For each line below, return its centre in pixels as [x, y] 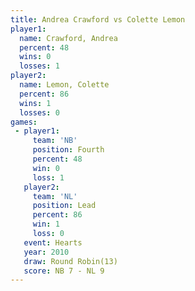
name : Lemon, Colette [64, 85]
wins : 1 [35, 103]
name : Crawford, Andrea [68, 38]
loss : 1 [48, 177]
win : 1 [46, 224]
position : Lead [64, 206]
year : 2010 [46, 252]
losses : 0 [39, 112]
